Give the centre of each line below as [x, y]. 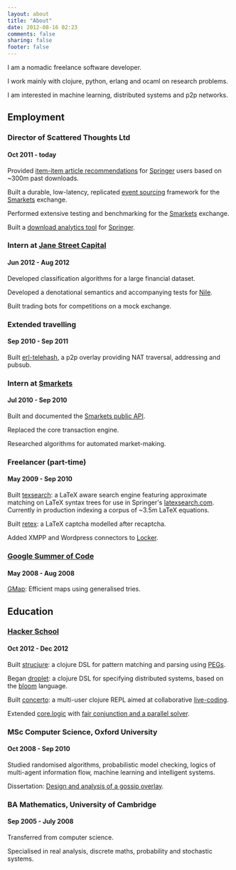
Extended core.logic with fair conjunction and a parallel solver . [98, 713]
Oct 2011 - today [32, 155]
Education [31, 611]
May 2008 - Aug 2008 [41, 573]
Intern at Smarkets [40, 383]
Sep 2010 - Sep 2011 [38, 341]
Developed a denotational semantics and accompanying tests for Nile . [110, 292]
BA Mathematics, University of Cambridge [82, 804]
